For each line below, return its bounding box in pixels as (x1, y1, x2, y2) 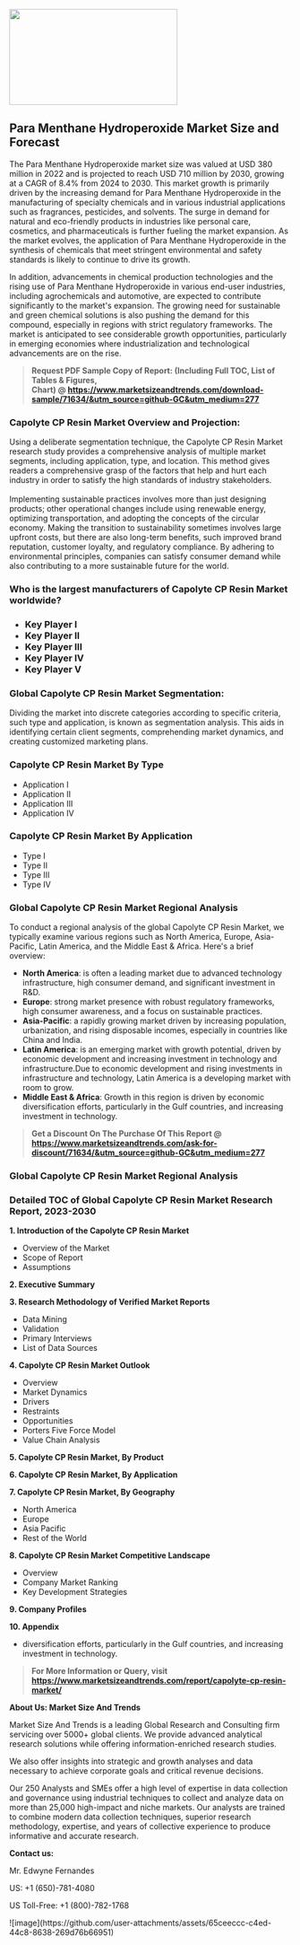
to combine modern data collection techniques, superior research (9, 1811, 252, 1822)
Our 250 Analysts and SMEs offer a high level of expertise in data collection (9, 1783, 288, 1794)
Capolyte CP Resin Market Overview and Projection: (9, 416, 241, 428)
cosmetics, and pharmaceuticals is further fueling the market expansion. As (9, 225, 289, 236)
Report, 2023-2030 (9, 1205, 97, 1217)
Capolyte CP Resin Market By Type (9, 758, 164, 771)
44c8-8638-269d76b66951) (9, 1927, 115, 1938)
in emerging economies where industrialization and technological (9, 337, 250, 349)
